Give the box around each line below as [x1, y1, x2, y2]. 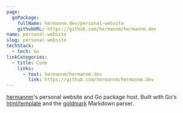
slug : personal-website [6, 37, 67, 43]
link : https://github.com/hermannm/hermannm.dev [28, 77, 154, 83]
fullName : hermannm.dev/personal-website [17, 20, 124, 26]
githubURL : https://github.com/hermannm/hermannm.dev [17, 26, 157, 32]
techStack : [6, 43, 34, 49]
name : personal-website [6, 32, 67, 38]
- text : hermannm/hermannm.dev [22, 71, 102, 77]
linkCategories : [6, 54, 48, 60]
